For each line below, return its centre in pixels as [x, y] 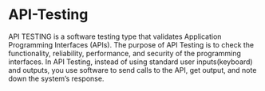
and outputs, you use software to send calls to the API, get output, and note [132, 70]
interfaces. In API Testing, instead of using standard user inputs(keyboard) [131, 62]
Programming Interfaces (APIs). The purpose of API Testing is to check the [131, 44]
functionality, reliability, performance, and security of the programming [125, 53]
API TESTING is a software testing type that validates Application [115, 36]
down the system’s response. [56, 78]
